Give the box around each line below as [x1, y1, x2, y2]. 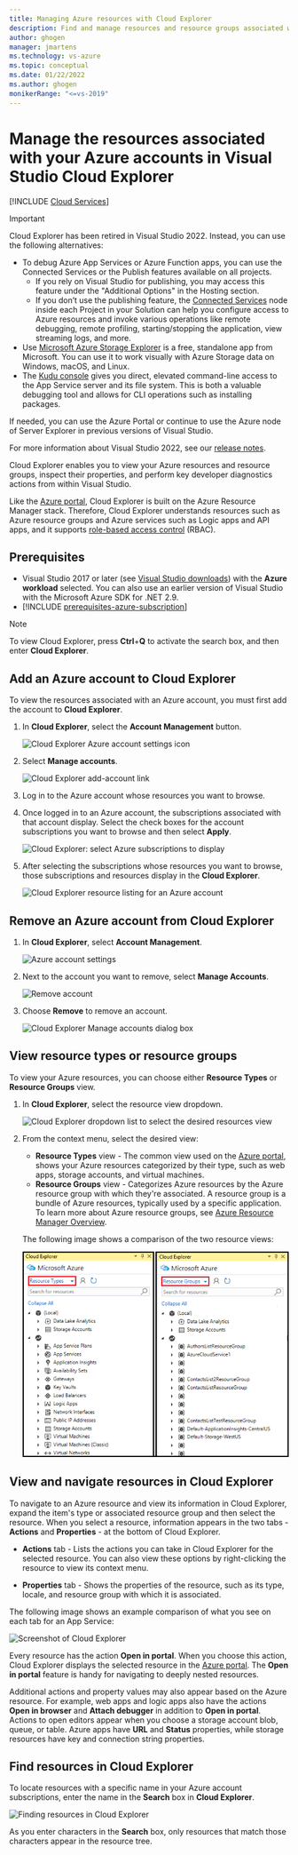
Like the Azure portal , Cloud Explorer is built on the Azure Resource [9, 496, 256, 506]
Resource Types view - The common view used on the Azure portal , [35, 1150, 286, 1161]
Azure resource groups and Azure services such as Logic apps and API [9, 514, 271, 525]
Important [9, 213, 45, 224]
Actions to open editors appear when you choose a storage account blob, [9, 1715, 278, 1725]
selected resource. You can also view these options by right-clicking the [21, 1553, 286, 1564]
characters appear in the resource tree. [9, 1835, 153, 1847]
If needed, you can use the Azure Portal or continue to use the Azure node [9, 416, 281, 426]
